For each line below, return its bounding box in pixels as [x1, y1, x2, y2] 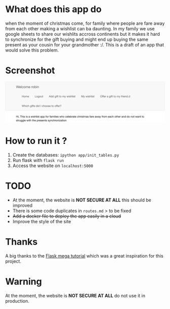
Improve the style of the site [12, 218, 71, 224]
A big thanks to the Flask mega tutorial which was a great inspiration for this [5, 252, 163, 259]
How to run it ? [5, 135, 67, 147]
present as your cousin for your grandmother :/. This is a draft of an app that [5, 41, 164, 47]
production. [5, 298, 29, 304]
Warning [5, 276, 42, 287]
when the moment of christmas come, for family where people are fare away [5, 20, 165, 26]
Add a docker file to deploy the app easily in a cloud [12, 213, 121, 219]
